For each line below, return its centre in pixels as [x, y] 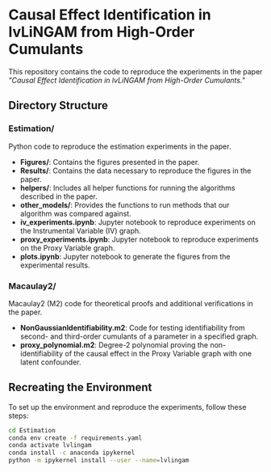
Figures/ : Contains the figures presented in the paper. [110, 162]
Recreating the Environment [80, 388]
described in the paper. [59, 196]
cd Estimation [32, 430]
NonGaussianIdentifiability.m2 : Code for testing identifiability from [133, 327]
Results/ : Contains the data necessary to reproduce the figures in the [135, 171]
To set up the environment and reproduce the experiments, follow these [127, 407]
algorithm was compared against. [75, 213]
